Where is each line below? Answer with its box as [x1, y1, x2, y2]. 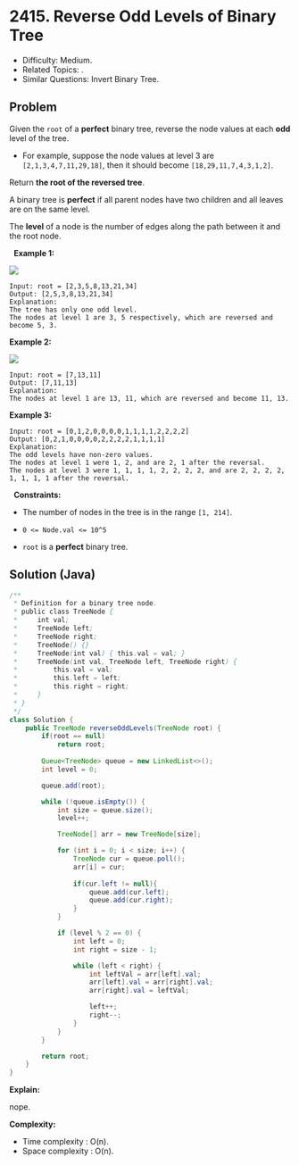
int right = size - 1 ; [72, 944, 158, 954]
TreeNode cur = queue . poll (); [72, 854, 186, 863]
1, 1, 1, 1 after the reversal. [9, 473, 129, 483]
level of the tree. [9, 132, 70, 144]
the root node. [9, 230, 62, 241]
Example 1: [12, 247, 55, 258]
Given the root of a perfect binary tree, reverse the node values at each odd [9, 123, 291, 134]
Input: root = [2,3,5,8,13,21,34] [9, 281, 138, 291]
